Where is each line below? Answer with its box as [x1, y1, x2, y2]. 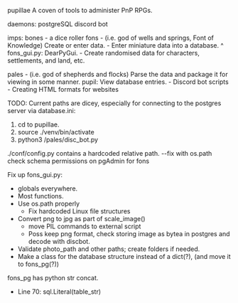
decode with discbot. [28, 238, 90, 245]
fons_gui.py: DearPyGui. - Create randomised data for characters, [7, 49, 200, 57]
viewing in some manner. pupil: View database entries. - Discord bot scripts [7, 78, 229, 86]
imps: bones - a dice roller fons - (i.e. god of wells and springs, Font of [7, 33, 215, 42]
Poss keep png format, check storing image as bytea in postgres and [28, 230, 230, 238]
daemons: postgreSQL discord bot [7, 20, 108, 28]
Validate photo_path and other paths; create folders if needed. [17, 245, 200, 253]
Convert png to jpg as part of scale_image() [17, 215, 146, 223]
